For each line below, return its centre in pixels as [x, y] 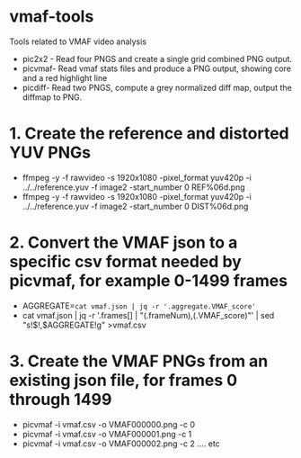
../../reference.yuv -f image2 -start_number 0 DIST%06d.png [135, 206]
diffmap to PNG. [52, 97]
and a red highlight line [65, 77]
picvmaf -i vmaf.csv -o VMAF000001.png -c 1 [107, 434]
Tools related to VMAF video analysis [78, 41]
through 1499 [61, 400]
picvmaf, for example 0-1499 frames [149, 281]
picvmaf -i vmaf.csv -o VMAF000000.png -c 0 [109, 424]
